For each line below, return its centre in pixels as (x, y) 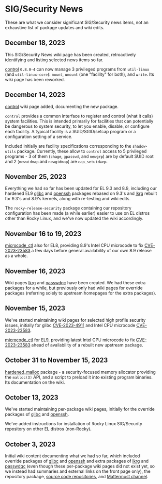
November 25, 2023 (36, 177)
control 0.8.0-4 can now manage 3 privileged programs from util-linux (77, 69)
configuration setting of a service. (39, 137)
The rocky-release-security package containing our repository (68, 208)
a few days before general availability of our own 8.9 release (92, 251)
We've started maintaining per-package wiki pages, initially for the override (80, 409)
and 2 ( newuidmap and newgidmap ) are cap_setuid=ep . (56, 161)
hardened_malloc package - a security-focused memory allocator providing (80, 372)
